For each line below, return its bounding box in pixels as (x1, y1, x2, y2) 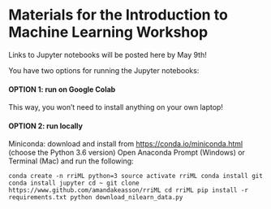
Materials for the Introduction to (8, 6, 229, 24)
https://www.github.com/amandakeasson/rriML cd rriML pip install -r (8, 186, 249, 194)
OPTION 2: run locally (8, 120, 84, 131)
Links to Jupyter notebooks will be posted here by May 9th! (8, 50, 207, 59)
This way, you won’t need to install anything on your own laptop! (8, 102, 223, 112)
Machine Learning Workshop (8, 23, 209, 41)
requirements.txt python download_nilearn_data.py (8, 194, 183, 202)
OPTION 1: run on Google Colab (8, 84, 116, 94)
